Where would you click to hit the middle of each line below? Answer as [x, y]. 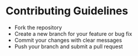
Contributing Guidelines [67, 11]
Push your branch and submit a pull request [68, 46]
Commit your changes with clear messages [68, 40]
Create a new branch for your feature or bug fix [73, 33]
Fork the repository [38, 27]
